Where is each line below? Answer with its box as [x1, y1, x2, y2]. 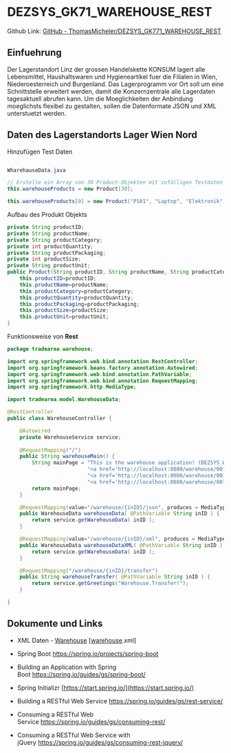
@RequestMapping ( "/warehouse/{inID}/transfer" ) [19, 567, 158, 574]
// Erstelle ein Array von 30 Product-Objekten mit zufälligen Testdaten [7, 179, 223, 186]
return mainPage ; [32, 485, 81, 492]
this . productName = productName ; [19, 281, 109, 288]
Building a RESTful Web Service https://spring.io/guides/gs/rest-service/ [16, 697, 223, 705]
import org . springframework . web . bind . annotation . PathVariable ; [7, 371, 192, 378]
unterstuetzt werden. [7, 109, 67, 117]
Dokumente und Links [7, 618, 103, 630]
